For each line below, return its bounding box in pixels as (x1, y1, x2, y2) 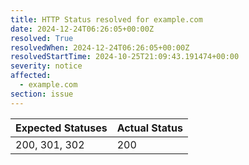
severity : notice (10, 61, 83, 71)
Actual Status (116, 121, 183, 135)
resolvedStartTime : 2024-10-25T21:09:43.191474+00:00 (10, 52, 240, 62)
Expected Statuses (15, 121, 108, 135)
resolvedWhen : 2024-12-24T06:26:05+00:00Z (10, 42, 190, 53)
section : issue (10, 89, 74, 99)
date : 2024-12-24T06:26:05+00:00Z (10, 24, 155, 34)
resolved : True (10, 33, 74, 43)
